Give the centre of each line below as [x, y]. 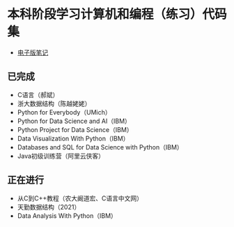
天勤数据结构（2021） [49, 207]
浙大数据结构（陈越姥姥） [54, 103]
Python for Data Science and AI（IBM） [74, 121]
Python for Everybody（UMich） [64, 112]
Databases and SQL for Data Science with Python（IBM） [100, 147]
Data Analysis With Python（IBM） [67, 215]
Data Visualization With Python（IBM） [73, 138]
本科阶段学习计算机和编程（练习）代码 [117, 14]
